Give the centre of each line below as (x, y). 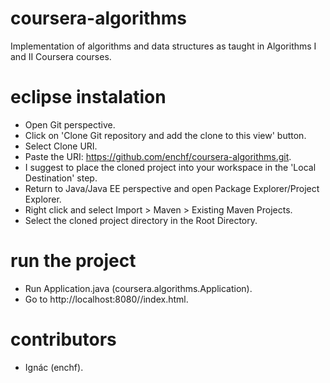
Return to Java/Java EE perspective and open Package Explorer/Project (172, 188)
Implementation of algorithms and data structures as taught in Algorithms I (163, 46)
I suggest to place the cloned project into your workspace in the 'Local (170, 167)
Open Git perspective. (70, 124)
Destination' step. (61, 178)
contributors (63, 339)
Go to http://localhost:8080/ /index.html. (106, 299)
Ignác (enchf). (54, 367)
